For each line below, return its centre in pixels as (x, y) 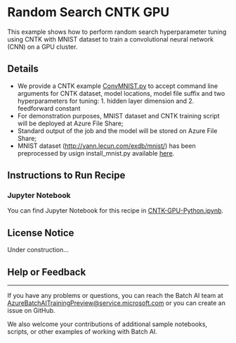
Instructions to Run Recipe (66, 176)
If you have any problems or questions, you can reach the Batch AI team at (115, 296)
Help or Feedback (47, 272)
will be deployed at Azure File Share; (70, 123)
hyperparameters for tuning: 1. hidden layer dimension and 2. (106, 101)
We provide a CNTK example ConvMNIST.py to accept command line (118, 86)
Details (23, 69)
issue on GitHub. (31, 311)
